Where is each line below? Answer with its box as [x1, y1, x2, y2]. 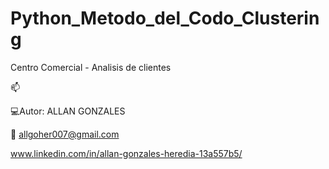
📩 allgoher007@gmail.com [10, 128, 120, 140]
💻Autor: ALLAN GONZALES [10, 105, 126, 117]
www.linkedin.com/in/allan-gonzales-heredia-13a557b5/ [10, 147, 243, 159]
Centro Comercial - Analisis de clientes [10, 61, 172, 73]
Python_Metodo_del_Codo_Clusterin [10, 7, 320, 30]
